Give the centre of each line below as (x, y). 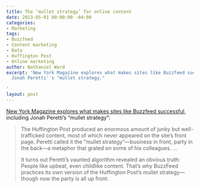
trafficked (32, 135)
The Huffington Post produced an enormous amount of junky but (100, 129)
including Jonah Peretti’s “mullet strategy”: (58, 117)
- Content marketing (32, 45)
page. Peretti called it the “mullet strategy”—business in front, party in (107, 142)
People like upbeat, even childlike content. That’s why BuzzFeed (99, 166)
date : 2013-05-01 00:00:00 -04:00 (49, 17)
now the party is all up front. (74, 178)
